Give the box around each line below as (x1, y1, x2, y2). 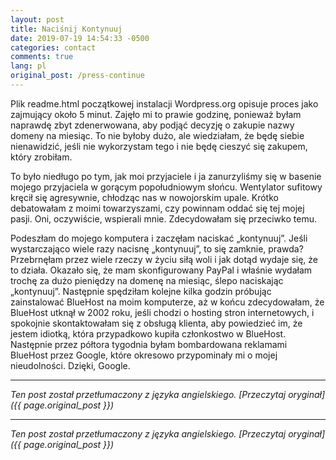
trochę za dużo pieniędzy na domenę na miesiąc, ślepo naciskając (10, 274, 284, 286)
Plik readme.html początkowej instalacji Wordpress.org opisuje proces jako (10, 97, 319, 110)
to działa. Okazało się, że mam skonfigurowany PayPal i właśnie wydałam (10, 264, 313, 276)
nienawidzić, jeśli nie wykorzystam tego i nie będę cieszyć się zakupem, (10, 140, 308, 152)
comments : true (10, 52, 74, 62)
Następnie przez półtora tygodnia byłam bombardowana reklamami (10, 338, 288, 350)
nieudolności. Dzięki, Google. (10, 359, 131, 371)
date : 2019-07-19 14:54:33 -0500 (10, 33, 150, 43)
